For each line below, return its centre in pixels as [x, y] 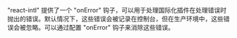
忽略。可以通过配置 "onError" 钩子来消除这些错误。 [100, 27]
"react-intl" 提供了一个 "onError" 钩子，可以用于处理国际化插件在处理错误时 [117, 10]
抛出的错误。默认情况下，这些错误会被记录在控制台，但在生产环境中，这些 [115, 19]
